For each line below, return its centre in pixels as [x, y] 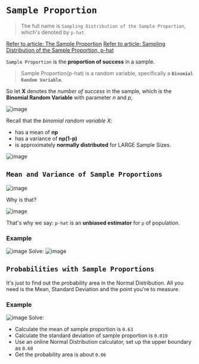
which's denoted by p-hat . [53, 32]
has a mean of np [36, 132]
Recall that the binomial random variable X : [59, 121]
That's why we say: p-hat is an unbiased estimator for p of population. [93, 223]
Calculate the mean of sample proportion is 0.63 [74, 329]
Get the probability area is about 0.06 [60, 354]
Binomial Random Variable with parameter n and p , [69, 97]
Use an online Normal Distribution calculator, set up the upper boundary [103, 342]
